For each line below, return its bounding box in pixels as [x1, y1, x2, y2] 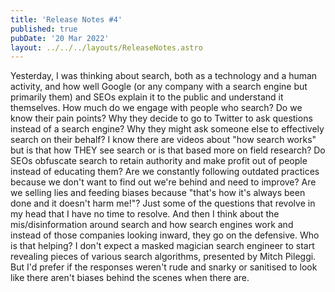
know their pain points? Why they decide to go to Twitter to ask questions [10, 112, 313, 125]
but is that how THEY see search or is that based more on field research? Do [10, 144, 326, 156]
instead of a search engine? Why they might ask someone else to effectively [10, 123, 325, 135]
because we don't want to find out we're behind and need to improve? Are [10, 176, 317, 188]
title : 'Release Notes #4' [10, 14, 123, 25]
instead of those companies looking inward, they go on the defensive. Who [10, 229, 320, 241]
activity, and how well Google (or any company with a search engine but [10, 81, 308, 93]
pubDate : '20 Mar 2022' [10, 33, 110, 43]
